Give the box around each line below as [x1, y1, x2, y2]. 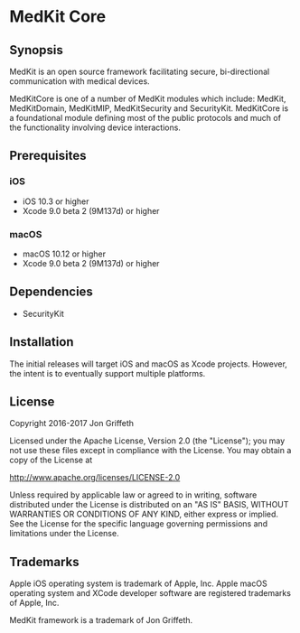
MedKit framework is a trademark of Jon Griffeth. [9, 615, 193, 626]
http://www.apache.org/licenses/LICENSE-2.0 [9, 472, 181, 483]
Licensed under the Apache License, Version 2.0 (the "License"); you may [9, 435, 286, 446]
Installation [9, 334, 74, 349]
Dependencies [9, 284, 93, 300]
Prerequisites [9, 148, 87, 163]
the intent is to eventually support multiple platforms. [9, 368, 206, 378]
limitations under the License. [9, 528, 119, 539]
